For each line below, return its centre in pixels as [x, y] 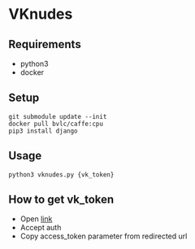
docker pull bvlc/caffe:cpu [56, 124]
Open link [36, 219]
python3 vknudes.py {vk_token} [61, 175]
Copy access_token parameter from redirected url [104, 236]
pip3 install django [43, 131]
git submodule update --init [58, 116]
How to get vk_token [61, 200]
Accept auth [41, 228]
